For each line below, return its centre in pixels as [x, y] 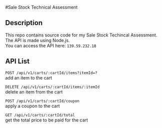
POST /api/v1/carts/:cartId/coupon [42, 101]
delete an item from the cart [34, 91]
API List [18, 61]
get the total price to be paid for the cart [47, 120]
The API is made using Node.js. [38, 40]
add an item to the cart [29, 77]
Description [24, 23]
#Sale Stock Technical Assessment [41, 7]
